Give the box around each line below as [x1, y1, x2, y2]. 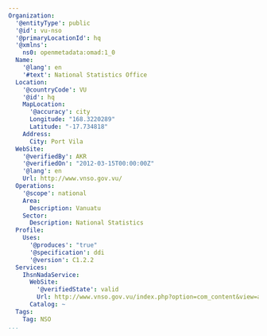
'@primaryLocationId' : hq [15, 33, 102, 42]
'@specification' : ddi [29, 248, 105, 256]
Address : [22, 130, 52, 138]
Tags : [15, 307, 34, 315]
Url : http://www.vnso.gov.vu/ [22, 174, 123, 183]
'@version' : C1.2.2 [29, 256, 94, 264]
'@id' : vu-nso [15, 26, 62, 34]
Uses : [22, 234, 41, 242]
